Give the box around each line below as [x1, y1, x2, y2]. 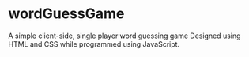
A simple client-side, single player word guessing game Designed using [8, 31, 241, 40]
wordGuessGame [8, 5, 125, 23]
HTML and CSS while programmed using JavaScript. [8, 39, 180, 48]
